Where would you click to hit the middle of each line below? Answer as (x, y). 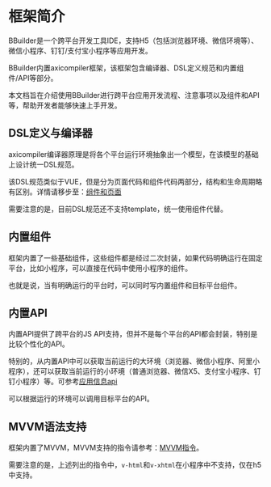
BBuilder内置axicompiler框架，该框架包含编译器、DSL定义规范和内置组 (126, 68)
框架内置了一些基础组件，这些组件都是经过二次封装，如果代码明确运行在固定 (135, 258)
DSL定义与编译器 (50, 133)
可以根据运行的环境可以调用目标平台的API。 (81, 399)
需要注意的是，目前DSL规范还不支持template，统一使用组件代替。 (118, 209)
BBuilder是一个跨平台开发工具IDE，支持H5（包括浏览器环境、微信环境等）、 (133, 40)
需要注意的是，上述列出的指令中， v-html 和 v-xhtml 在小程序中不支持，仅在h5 (135, 465)
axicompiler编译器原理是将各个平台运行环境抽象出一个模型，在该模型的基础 (134, 154)
